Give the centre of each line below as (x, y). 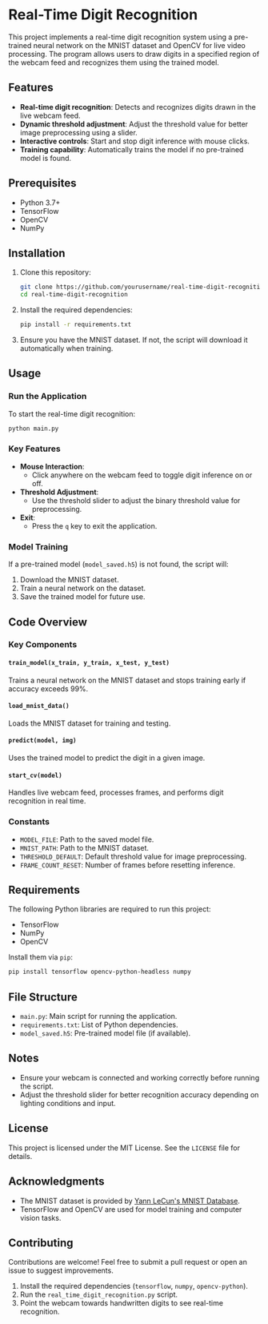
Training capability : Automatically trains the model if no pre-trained (132, 149)
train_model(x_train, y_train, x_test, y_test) (89, 663)
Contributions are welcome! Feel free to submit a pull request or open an (128, 1262)
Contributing (41, 1243)
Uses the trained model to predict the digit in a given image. (107, 758)
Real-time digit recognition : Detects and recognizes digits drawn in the (138, 107)
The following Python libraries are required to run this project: (110, 909)
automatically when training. (66, 348)
